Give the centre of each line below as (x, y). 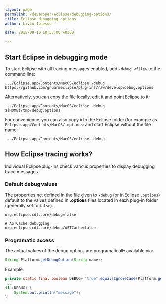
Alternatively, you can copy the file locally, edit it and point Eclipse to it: (78, 97)
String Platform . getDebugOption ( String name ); (54, 260)
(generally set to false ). (29, 206)
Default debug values (31, 184)
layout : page (19, 10)
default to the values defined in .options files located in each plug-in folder (82, 200)
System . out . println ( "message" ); (47, 292)
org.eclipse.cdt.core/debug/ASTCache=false (51, 228)
